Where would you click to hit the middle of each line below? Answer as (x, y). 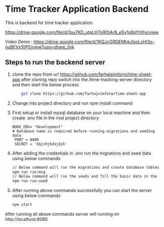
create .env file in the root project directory (55, 118)
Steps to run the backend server (55, 62)
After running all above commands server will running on (62, 214)
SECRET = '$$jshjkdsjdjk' (41, 144)
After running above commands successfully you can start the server (82, 191)
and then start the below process (46, 85)
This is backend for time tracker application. (49, 23)
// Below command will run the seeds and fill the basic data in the (85, 176)
